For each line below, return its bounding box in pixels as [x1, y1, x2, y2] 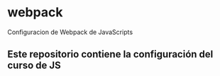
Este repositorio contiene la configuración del [7, 48, 214, 60]
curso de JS [7, 60, 62, 72]
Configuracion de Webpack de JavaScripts [7, 28, 133, 36]
